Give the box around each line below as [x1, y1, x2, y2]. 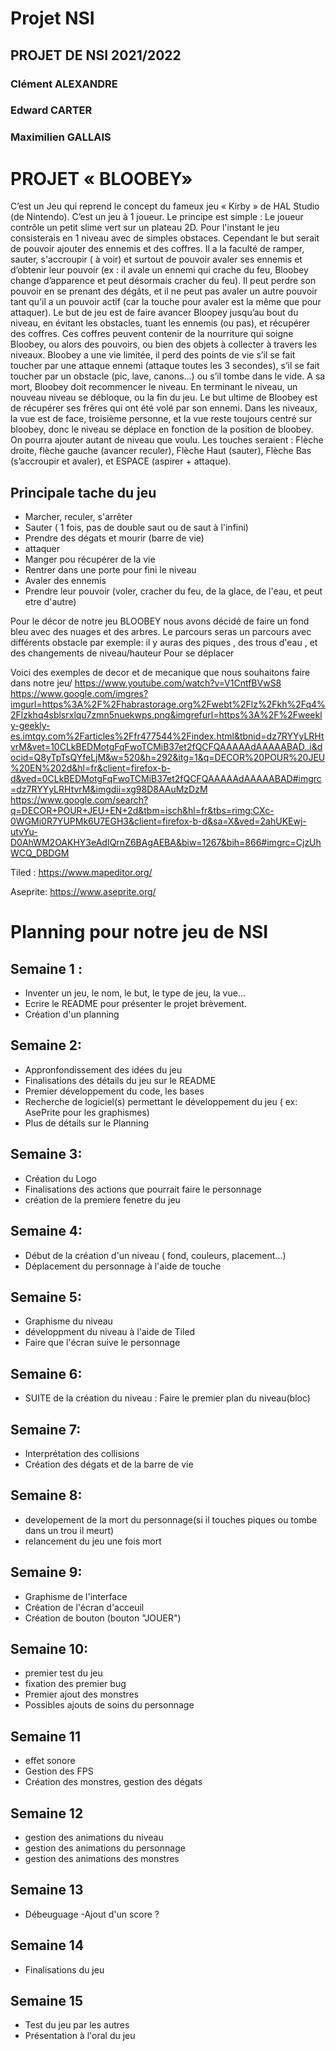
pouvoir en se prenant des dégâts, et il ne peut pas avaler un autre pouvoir [10, 285, 318, 297]
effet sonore [24, 1755, 76, 1767]
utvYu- [10, 826, 38, 838]
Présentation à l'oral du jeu [24, 2030, 136, 2042]
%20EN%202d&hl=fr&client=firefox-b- [10, 762, 172, 774]
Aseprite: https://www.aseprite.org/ [10, 886, 157, 898]
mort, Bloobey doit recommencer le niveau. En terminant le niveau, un [10, 381, 298, 393]
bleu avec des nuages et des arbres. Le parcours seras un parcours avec [10, 626, 312, 638]
